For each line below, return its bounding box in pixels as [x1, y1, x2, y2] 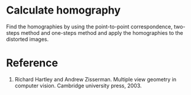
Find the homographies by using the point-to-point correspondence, [6, 23, 173, 30]
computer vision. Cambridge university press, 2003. [14, 82, 142, 89]
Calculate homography [6, 4, 121, 17]
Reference [6, 57, 58, 70]
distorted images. [6, 35, 49, 42]
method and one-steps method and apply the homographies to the [20, 29, 183, 36]
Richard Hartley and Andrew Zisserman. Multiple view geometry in [14, 76, 177, 83]
